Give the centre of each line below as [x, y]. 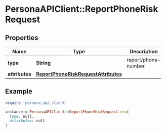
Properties [22, 38]
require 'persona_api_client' [36, 103]
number [136, 66]
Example [19, 91]
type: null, [22, 116]
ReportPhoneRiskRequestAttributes [79, 74]
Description [144, 51]
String [43, 63]
